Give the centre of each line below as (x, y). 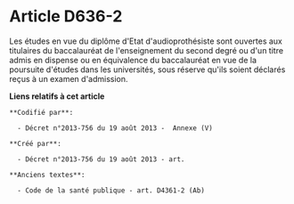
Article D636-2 (66, 16)
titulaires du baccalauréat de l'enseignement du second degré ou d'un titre (146, 50)
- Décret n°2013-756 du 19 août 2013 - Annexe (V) (115, 128)
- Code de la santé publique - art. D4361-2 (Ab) (111, 190)
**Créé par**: (36, 143)
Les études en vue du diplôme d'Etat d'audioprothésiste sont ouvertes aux (146, 41)
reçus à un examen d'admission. (69, 78)
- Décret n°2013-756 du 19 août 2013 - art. (101, 159)
